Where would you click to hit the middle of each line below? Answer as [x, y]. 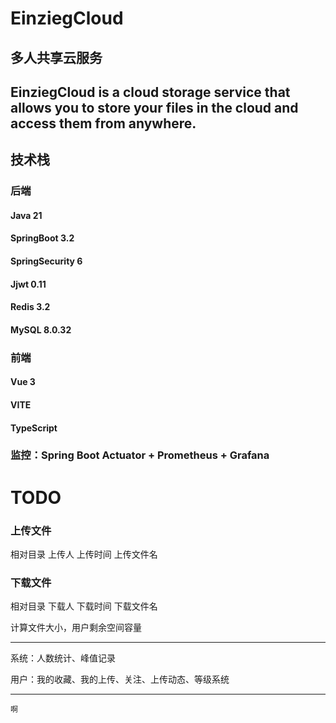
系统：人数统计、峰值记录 [63, 658]
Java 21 [26, 215]
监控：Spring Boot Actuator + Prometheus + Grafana [140, 455]
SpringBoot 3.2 [42, 238]
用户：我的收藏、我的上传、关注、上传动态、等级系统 [120, 679]
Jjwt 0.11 [28, 284]
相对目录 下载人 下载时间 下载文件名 [84, 606]
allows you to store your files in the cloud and [154, 107]
